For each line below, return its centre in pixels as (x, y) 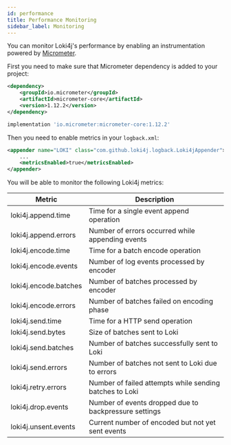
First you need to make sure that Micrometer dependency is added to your (112, 67)
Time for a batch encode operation (145, 250)
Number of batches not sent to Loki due (153, 363)
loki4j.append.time (41, 215)
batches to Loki (114, 391)
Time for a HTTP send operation (141, 321)
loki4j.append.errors (43, 235)
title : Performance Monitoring (52, 20)
